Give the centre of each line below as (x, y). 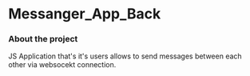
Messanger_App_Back (85, 14)
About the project (43, 39)
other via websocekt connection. (62, 65)
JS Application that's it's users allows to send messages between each (125, 56)
